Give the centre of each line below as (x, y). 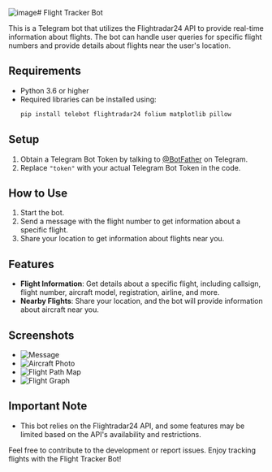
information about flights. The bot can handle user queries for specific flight (135, 37)
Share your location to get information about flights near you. (122, 239)
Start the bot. (42, 213)
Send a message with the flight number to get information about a (130, 221)
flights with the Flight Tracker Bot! (65, 458)
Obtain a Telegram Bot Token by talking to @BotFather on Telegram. (134, 159)
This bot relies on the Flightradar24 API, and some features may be (132, 426)
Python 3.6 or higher (54, 90)
